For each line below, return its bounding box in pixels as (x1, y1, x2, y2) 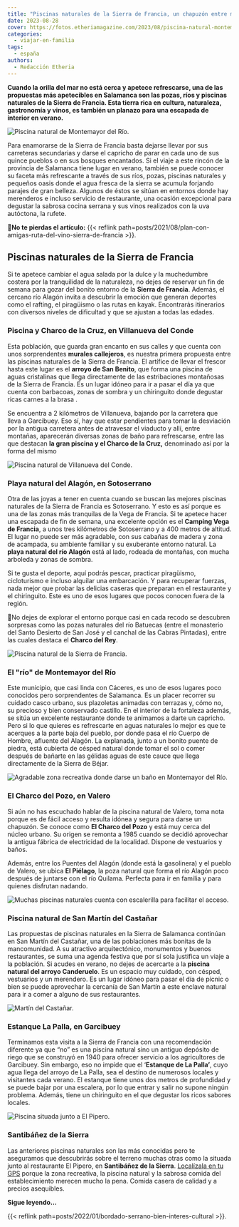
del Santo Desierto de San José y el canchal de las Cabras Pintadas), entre (7, 628, 227, 637)
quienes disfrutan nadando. (7, 881, 88, 890)
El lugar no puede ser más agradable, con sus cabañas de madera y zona (7, 533, 223, 541)
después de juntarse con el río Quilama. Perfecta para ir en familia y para (7, 874, 222, 883)
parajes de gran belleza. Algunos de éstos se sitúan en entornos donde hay (7, 186, 229, 195)
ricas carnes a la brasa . (7, 395, 78, 404)
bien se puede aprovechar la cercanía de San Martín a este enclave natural (7, 982, 227, 991)
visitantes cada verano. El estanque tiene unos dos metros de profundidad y (7, 1076, 231, 1084)
